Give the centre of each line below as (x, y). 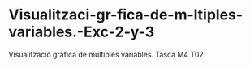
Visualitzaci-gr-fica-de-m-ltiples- (126, 15)
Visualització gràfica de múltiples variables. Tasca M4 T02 (106, 54)
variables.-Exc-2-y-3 (82, 32)
